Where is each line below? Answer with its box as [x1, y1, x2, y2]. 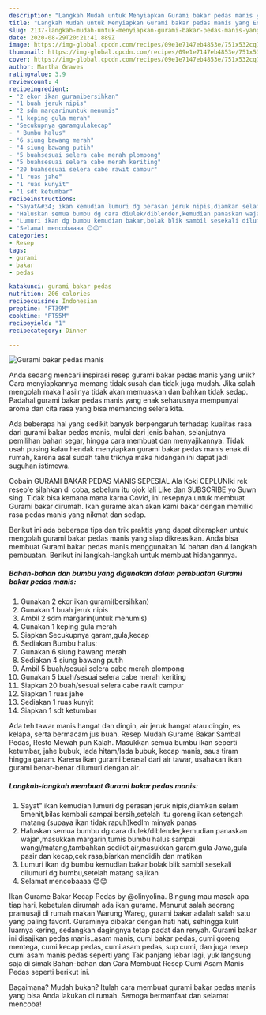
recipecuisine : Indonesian [9, 298, 98, 305]
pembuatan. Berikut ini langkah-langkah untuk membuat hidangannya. [9, 550, 238, 560]
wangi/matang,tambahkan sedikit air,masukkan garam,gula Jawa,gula [20, 843, 248, 852]
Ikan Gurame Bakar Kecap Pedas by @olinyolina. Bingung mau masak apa [9, 892, 249, 901]
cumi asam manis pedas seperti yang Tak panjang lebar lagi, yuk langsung [9, 950, 252, 960]
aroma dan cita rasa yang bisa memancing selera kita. [9, 404, 185, 414]
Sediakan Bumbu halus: [20, 639, 98, 648]
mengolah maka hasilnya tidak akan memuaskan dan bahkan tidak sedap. [9, 388, 249, 397]
